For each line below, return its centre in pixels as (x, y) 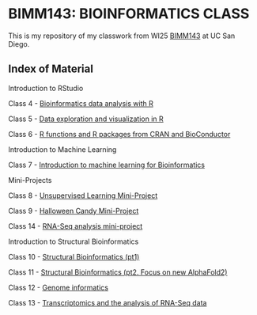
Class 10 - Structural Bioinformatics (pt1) (74, 256)
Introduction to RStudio (46, 88)
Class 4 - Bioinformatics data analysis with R (81, 103)
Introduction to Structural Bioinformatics (74, 241)
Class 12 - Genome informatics (59, 287)
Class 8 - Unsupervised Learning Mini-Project (83, 195)
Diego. (19, 44)
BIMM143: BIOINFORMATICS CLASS (129, 14)
